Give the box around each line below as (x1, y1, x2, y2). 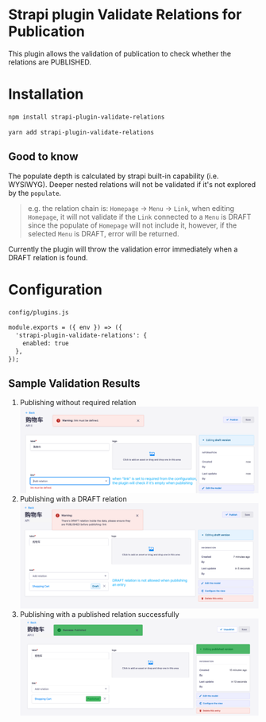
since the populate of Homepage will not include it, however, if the (27, 221, 237, 230)
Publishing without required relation (19, 398, 137, 408)
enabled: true (22, 339, 69, 347)
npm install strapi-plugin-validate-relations (8, 113, 165, 121)
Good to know (8, 150, 79, 164)
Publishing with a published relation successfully (19, 609, 180, 619)
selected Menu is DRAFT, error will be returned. (27, 228, 180, 238)
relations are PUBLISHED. (8, 57, 91, 67)
